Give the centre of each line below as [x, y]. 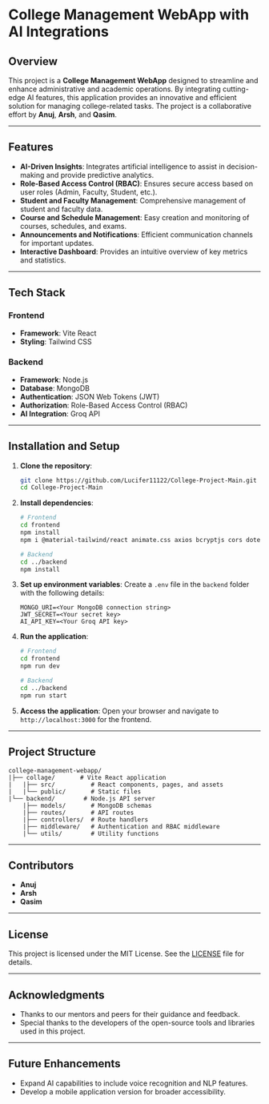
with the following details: [62, 593]
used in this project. [52, 1031]
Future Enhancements [65, 1064]
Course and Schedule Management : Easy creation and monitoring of [134, 217]
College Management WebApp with [129, 15]
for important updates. [57, 243]
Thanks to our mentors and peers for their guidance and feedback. [130, 1014]
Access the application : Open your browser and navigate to [119, 711]
